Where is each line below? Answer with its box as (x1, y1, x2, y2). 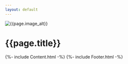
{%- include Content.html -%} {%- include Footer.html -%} (5, 54, 123, 60)
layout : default (5, 7, 38, 12)
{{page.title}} (5, 38, 61, 49)
